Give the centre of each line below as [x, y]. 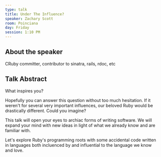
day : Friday [17, 28]
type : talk [16, 10]
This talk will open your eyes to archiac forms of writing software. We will [79, 120]
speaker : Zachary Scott [29, 19]
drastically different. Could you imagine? [46, 111]
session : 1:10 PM [23, 32]
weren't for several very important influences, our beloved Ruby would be [79, 105]
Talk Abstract [26, 79]
